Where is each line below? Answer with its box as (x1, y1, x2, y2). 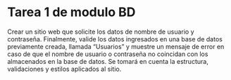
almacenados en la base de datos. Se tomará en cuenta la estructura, (7, 57, 209, 65)
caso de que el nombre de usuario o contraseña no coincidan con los (7, 50, 208, 58)
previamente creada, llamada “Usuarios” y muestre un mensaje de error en (7, 42, 225, 51)
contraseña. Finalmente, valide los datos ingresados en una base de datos (7, 34, 223, 43)
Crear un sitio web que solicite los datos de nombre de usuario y (7, 27, 195, 36)
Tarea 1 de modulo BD (7, 4, 136, 20)
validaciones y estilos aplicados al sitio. (7, 65, 122, 73)
